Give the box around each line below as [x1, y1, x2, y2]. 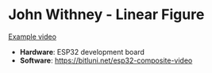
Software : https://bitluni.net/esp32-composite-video [19, 56, 193, 65]
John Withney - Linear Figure [8, 6, 205, 24]
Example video [8, 32, 57, 41]
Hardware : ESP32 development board [19, 47, 145, 56]
